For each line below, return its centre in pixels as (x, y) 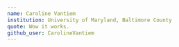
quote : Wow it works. (39, 26)
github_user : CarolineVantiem (51, 33)
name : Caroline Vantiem (42, 13)
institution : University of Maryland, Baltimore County (89, 20)
